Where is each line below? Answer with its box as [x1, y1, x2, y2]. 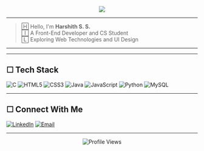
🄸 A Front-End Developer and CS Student [21, 29, 129, 37]
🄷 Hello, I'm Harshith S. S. [21, 23, 91, 30]
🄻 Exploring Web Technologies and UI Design [21, 36, 138, 43]
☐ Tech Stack [6, 65, 59, 75]
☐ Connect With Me [6, 104, 83, 115]
